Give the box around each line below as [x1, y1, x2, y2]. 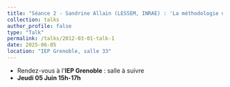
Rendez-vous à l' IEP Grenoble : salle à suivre [16, 66, 144, 75]
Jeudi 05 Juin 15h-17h [16, 73, 81, 82]
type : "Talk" [7, 29, 44, 36]
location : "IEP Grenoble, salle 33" [7, 48, 112, 55]
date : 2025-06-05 [7, 41, 57, 48]
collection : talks [7, 16, 60, 23]
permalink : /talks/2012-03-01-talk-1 [7, 35, 115, 42]
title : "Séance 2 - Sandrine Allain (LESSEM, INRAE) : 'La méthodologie [7, 10, 219, 17]
